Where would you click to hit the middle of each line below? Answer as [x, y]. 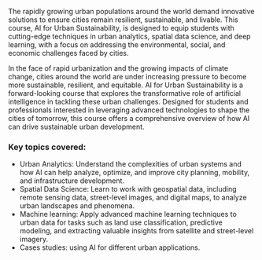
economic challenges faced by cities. [68, 53]
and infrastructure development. [72, 181]
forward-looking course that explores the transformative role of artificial [125, 93]
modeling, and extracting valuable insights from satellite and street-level [137, 231]
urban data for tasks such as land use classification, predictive [121, 222]
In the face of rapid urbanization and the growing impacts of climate [118, 68]
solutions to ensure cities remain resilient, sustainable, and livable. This [123, 20]
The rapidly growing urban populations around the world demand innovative [131, 11]
